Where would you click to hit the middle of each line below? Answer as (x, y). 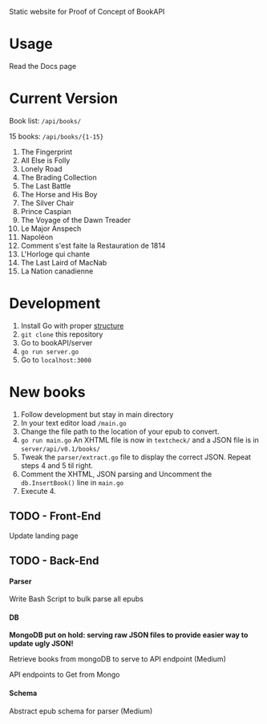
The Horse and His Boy (59, 194)
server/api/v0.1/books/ (61, 449)
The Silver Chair (47, 203)
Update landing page (44, 536)
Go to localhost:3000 (56, 359)
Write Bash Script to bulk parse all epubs (76, 599)
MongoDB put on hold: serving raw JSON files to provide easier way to (129, 635)
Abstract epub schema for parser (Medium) (81, 711)
